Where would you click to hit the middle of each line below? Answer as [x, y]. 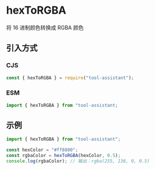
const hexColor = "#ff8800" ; [42, 150]
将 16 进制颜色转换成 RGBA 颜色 [45, 27]
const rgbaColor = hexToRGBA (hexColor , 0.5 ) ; [63, 156]
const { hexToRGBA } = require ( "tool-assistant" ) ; [70, 78]
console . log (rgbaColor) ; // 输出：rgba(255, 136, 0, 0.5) [78, 161]
